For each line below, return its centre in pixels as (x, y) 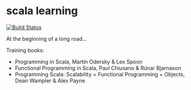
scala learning (42, 11)
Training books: (25, 50)
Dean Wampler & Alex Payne (50, 81)
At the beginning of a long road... (47, 38)
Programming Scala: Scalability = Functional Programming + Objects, (100, 74)
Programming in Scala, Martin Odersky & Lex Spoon (79, 62)
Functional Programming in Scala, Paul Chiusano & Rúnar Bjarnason (98, 68)
